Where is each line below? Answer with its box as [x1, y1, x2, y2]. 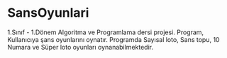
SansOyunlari [7, 5, 89, 21]
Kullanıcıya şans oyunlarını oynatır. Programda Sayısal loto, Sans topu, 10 [7, 35, 220, 43]
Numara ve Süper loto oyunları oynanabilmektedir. [7, 43, 154, 51]
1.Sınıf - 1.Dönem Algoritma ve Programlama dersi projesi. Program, [7, 28, 204, 36]
